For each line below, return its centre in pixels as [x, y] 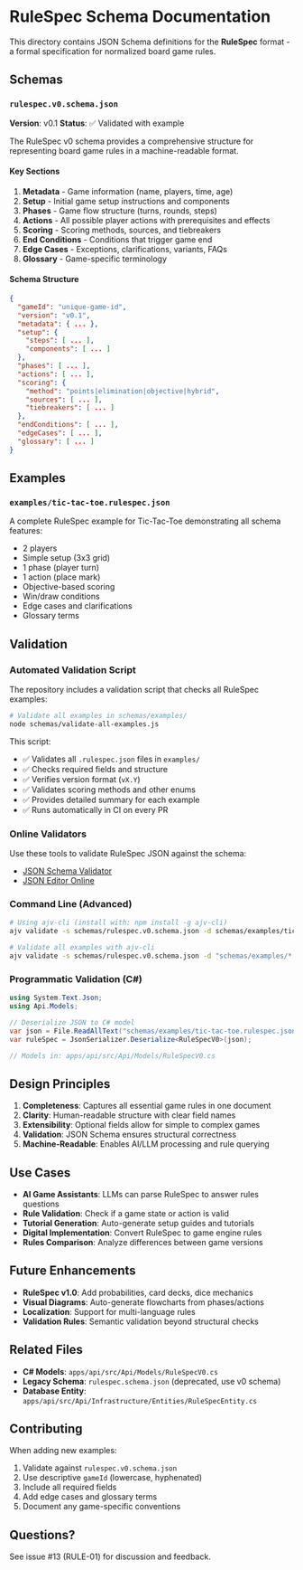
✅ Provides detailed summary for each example [111, 799]
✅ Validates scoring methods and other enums [109, 790]
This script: [30, 741]
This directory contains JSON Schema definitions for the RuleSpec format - [150, 42]
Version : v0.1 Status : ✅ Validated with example [97, 123]
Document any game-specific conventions [101, 1507]
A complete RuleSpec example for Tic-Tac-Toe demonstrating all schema [145, 521]
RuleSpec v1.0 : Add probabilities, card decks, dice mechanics [138, 1292]
